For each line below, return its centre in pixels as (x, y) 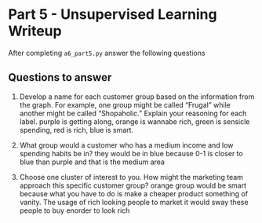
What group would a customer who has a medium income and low (126, 145)
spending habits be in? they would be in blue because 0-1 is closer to (131, 153)
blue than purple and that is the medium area (92, 162)
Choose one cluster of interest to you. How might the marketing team (131, 177)
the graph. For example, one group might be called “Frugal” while (125, 104)
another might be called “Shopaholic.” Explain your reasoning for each (133, 113)
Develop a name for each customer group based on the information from (137, 97)
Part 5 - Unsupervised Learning (113, 15)
